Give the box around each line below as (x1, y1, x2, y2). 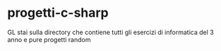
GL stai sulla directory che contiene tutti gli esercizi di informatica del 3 (7, 28, 214, 36)
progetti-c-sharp (7, 5, 109, 21)
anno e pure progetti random (7, 35, 91, 43)
